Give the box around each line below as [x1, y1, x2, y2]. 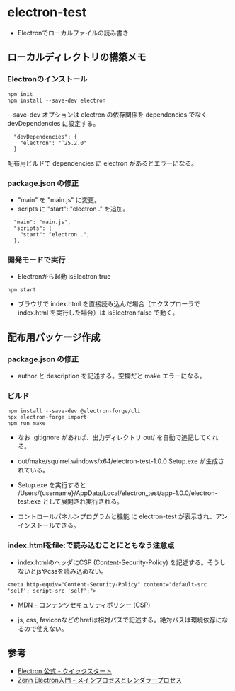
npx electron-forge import [7, 414, 87, 421]
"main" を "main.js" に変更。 [17, 195, 101, 204]
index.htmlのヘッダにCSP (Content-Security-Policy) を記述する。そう [17, 558, 220, 567]
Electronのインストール [7, 74, 88, 84]
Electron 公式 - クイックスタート [17, 667, 112, 675]
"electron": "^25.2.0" [20, 139, 87, 146]
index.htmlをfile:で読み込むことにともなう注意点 [7, 540, 175, 550]
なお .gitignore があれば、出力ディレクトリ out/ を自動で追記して [17, 433, 207, 442]
